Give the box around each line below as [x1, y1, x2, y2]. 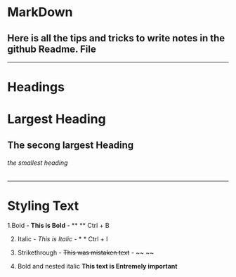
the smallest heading [7, 158, 68, 167]
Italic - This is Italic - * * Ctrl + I [17, 234, 108, 243]
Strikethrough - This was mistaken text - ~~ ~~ [17, 248, 155, 257]
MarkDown [7, 4, 73, 20]
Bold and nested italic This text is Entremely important [17, 262, 178, 270]
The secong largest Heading [7, 139, 134, 151]
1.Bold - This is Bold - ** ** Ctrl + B [7, 221, 110, 229]
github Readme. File [7, 43, 96, 55]
